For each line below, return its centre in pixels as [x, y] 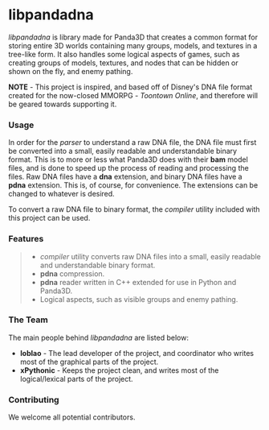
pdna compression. [72, 273]
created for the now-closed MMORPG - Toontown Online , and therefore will [133, 95]
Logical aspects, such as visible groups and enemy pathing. [139, 299]
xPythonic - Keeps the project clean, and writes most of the [119, 370]
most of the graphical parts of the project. [89, 362]
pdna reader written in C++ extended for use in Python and [138, 282]
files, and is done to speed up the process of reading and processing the [128, 168]
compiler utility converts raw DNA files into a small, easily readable [150, 256]
